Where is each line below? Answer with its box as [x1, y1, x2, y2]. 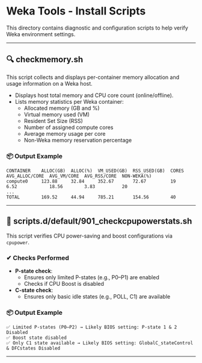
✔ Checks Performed [6, 253, 69, 262]
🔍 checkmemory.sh [6, 54, 83, 65]
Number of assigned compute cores [23, 124, 114, 131]
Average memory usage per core [23, 130, 106, 137]
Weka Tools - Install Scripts [6, 4, 146, 18]
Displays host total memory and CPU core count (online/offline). [14, 92, 174, 99]
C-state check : [14, 286, 54, 294]
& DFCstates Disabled [6, 346, 61, 352]
